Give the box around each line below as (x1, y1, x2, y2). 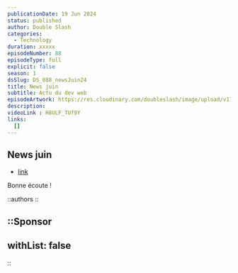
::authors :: (7, 195, 39, 204)
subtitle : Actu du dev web (7, 89, 87, 96)
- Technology (13, 37, 52, 44)
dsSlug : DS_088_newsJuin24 (7, 76, 87, 84)
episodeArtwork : (7, 96, 55, 104)
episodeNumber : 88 (7, 50, 62, 57)
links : (7, 116, 27, 123)
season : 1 (7, 69, 37, 77)
